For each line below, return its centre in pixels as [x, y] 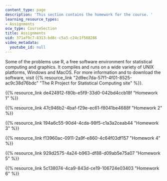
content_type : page [25, 10]
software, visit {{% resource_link [39, 77]
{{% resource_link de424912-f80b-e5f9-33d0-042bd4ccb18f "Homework [81, 93]
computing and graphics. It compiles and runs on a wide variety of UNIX [79, 67]
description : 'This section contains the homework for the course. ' [79, 15]
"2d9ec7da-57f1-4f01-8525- [103, 77]
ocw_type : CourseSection [31, 29]
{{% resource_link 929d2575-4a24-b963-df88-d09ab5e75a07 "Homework [83, 153]
